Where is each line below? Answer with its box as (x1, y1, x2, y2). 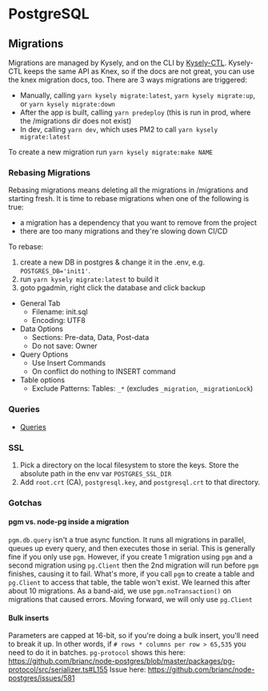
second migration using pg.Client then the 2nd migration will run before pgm (8, 560, 259, 570)
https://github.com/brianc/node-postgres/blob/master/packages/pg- (8, 657, 236, 666)
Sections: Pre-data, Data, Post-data (31, 333, 150, 342)
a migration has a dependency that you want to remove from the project (19, 218, 258, 228)
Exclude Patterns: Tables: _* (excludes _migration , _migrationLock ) (31, 384, 254, 394)
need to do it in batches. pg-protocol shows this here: (8, 648, 186, 657)
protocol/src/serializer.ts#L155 (8, 665, 108, 674)
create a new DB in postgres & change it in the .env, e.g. (19, 257, 206, 267)
